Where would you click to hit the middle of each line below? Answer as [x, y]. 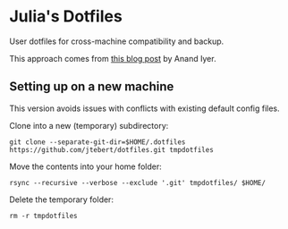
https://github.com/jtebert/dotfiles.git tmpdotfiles [112, 149]
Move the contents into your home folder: [86, 166]
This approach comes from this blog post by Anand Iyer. [113, 58]
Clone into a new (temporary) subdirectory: [89, 125]
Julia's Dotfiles [66, 17]
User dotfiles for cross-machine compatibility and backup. [117, 41]
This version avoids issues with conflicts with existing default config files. [144, 108]
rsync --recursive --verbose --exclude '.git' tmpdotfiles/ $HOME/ [138, 182]
